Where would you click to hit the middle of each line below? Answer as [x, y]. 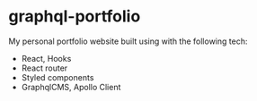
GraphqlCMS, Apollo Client [71, 87]
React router [44, 68]
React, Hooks [46, 58]
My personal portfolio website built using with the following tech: [128, 41]
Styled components [58, 77]
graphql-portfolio [75, 17]
